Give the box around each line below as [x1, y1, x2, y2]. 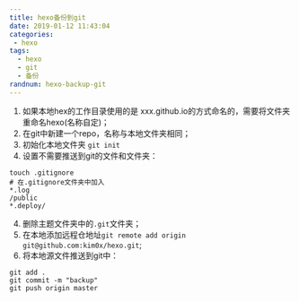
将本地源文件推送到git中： [22, 250, 119, 261]
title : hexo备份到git [9, 13, 86, 22]
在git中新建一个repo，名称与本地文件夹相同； [22, 127, 191, 139]
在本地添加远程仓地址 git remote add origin [22, 229, 187, 240]
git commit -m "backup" [9, 275, 99, 285]
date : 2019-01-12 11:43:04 [9, 22, 110, 30]
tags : [9, 47, 30, 56]
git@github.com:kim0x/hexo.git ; [22, 239, 142, 250]
